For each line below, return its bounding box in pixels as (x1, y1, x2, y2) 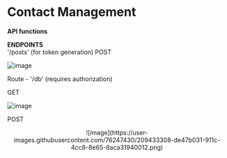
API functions (7, 27, 48, 35)
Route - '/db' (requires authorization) (7, 74, 113, 83)
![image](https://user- (86, 128, 148, 137)
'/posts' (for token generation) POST (7, 48, 112, 56)
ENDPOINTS (7, 40, 44, 49)
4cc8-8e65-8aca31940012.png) (70, 143, 164, 151)
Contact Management (7, 4, 136, 20)
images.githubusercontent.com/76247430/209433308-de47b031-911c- (13, 136, 221, 144)
